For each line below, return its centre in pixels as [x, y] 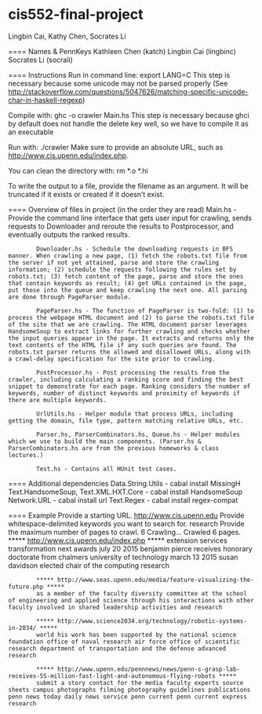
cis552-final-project [76, 15]
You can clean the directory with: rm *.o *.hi [78, 170]
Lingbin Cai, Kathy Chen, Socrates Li [67, 36]
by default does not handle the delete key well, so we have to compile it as [128, 123]
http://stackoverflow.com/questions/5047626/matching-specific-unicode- [128, 91]
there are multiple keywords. [58, 400]
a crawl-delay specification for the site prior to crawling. [112, 359]
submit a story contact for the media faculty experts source [140, 683]
